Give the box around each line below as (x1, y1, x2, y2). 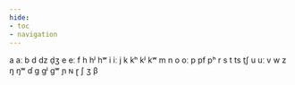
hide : (9, 13, 29, 22)
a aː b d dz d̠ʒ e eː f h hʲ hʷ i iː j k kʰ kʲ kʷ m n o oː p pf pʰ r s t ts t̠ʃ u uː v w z (9, 55, 287, 65)
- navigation (9, 30, 58, 38)
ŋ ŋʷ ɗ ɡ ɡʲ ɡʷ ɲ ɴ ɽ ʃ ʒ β (9, 65, 98, 76)
